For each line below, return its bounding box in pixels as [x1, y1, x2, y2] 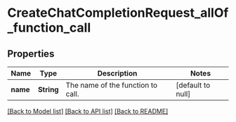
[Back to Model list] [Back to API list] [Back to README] [7, 107, 169, 115]
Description [97, 69, 138, 78]
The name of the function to [65, 81, 158, 90]
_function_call [7, 20, 91, 36]
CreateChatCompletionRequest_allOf [7, 5, 229, 21]
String [37, 85, 59, 94]
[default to [176, 81, 211, 90]
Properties [7, 48, 55, 60]
